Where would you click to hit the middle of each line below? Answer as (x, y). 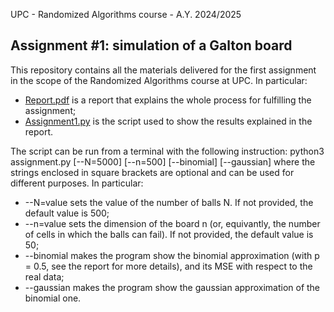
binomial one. (53, 298)
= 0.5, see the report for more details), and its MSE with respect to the (168, 266)
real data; (44, 276)
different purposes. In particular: (77, 183)
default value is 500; (67, 213)
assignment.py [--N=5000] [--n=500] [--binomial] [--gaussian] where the (163, 161)
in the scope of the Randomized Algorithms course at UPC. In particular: (159, 80)
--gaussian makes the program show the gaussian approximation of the (172, 287)
